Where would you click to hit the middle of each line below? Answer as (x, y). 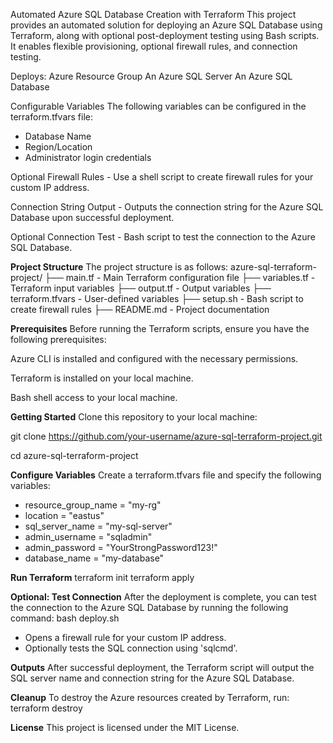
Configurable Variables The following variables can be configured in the (158, 106)
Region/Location (58, 147)
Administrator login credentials (88, 157)
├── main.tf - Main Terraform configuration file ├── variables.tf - (180, 277)
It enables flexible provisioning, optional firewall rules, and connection (154, 46)
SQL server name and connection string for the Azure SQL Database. (152, 678)
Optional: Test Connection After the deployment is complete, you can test (163, 597)
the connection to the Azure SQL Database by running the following (149, 607)
